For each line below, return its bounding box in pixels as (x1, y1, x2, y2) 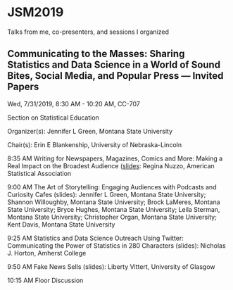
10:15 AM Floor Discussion (7, 276, 84, 284)
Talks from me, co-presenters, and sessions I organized (7, 27, 170, 36)
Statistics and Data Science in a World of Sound (7, 59, 220, 71)
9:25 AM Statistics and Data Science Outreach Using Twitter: (7, 234, 184, 242)
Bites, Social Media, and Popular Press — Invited (7, 70, 224, 82)
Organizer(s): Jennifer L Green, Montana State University (7, 127, 173, 135)
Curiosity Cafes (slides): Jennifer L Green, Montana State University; (7, 190, 206, 198)
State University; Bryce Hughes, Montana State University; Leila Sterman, (7, 205, 220, 213)
